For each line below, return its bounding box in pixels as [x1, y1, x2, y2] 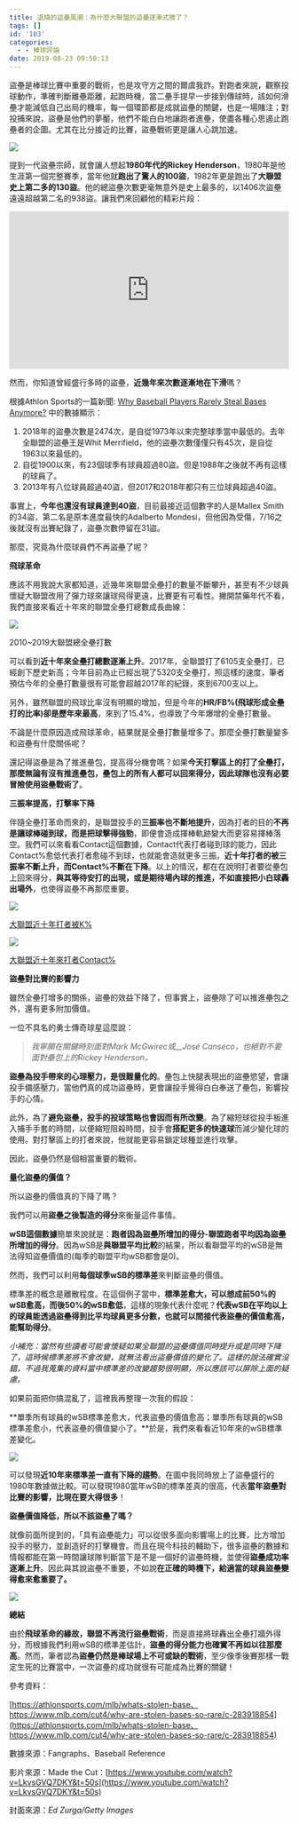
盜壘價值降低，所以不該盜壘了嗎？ [9, 1511, 134, 1521]
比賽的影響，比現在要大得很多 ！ [9, 1491, 126, 1502]
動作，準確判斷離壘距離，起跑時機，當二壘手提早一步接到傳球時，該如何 [16, 91, 281, 101]
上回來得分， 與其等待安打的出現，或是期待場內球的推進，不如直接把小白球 [9, 872, 281, 883]
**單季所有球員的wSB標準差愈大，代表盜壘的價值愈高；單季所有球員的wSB [9, 1411, 284, 1422]
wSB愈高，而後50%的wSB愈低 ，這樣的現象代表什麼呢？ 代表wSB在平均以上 [9, 1299, 288, 1310]
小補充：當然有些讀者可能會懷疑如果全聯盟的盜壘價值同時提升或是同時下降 [9, 1340, 281, 1351]
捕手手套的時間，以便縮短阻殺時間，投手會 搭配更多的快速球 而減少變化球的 [16, 1122, 289, 1133]
